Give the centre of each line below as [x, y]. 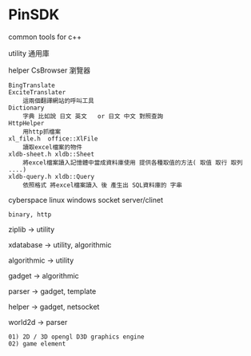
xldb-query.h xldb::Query [51, 176]
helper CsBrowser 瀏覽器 [49, 70]
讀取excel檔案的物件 [52, 147]
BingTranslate [32, 85]
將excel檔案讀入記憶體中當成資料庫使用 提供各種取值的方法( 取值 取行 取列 [133, 162]
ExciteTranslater [37, 92]
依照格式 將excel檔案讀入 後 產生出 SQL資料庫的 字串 [102, 185]
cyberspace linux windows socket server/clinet [86, 200]
